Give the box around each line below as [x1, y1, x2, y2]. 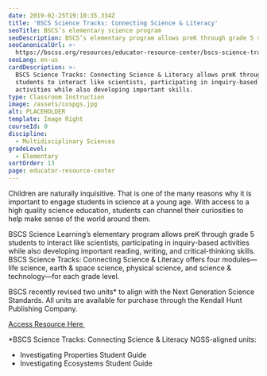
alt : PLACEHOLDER [8, 108, 66, 116]
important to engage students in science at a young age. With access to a [8, 197, 250, 207]
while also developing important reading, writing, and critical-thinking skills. [8, 246, 256, 255]
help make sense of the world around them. [8, 214, 151, 223]
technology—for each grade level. [8, 272, 120, 281]
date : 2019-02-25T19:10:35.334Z [8, 11, 115, 20]
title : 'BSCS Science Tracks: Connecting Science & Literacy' [8, 19, 219, 27]
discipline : [8, 130, 48, 138]
